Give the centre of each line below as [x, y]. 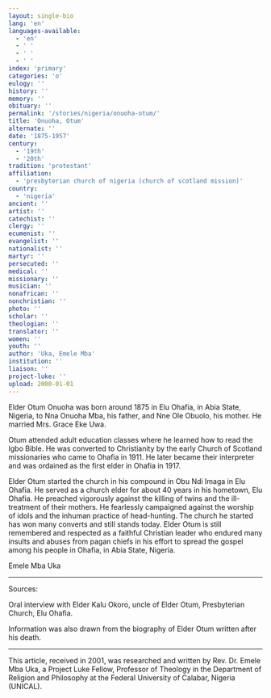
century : [23, 143]
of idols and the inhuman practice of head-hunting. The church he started [131, 515]
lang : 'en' [27, 23]
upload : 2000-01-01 [41, 384]
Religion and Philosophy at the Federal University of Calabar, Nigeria [122, 677]
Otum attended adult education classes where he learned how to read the [131, 439]
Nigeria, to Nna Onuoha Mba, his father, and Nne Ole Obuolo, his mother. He [135, 415]
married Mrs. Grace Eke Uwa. [57, 424]
